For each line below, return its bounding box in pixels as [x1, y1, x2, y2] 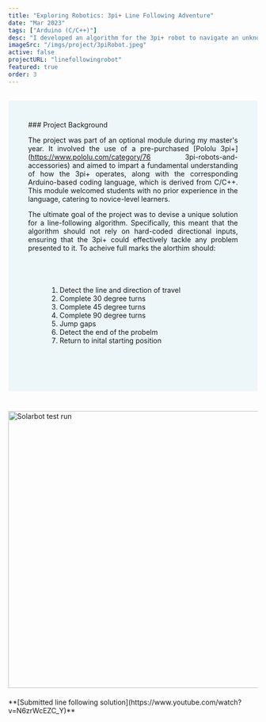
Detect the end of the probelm [59, 327, 158, 336]
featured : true [8, 63, 59, 71]
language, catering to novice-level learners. [28, 194, 170, 203]
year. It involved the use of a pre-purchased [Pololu [28, 143, 216, 153]
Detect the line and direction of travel [59, 285, 180, 294]
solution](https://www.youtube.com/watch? [100, 697, 242, 707]
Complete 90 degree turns [59, 310, 146, 320]
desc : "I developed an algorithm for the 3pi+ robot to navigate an [8, 33, 239, 42]
